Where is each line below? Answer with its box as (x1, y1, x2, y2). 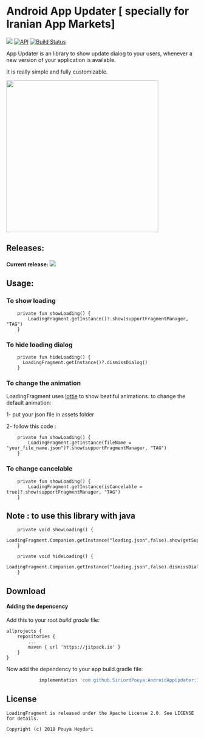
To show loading (6, 297, 56, 305)
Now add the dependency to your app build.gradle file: (6, 665, 143, 672)
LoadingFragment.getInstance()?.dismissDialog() (22, 359, 148, 365)
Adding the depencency (6, 603, 69, 610)
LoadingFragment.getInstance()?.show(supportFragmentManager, (28, 316, 189, 322)
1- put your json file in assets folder (6, 411, 95, 418)
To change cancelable (6, 464, 73, 473)
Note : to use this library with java (6, 511, 135, 521)
